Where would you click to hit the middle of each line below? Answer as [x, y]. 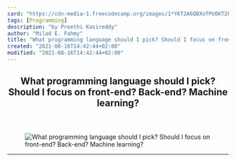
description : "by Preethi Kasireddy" [63, 27]
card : [15, 14]
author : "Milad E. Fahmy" [45, 33]
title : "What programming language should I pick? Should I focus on [111, 40]
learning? [118, 103]
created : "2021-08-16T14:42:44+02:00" [64, 46]
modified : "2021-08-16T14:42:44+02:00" [66, 53]
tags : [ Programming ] [38, 20]
